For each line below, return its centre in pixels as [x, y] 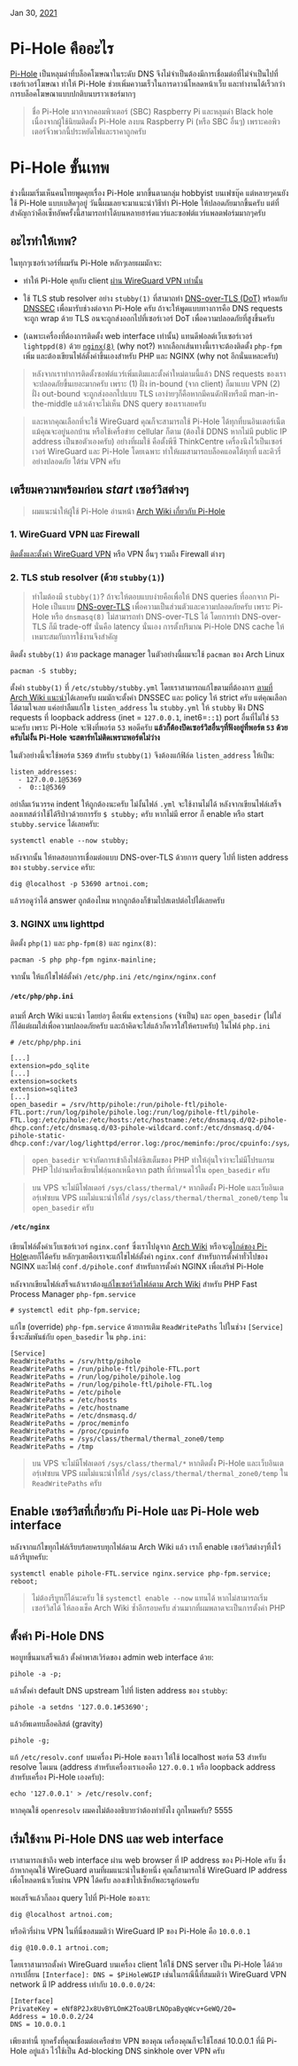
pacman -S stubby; [44, 672]
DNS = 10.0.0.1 [38, 2025]
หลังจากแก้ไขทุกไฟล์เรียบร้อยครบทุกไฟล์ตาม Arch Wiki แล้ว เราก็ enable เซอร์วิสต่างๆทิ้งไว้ [145, 1546]
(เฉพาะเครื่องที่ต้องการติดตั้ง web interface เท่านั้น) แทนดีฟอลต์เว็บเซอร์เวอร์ [138, 335]
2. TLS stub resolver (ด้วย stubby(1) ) [88, 577]
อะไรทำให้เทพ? [44, 242]
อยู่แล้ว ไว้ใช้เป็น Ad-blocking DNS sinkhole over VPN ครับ [126, 2051]
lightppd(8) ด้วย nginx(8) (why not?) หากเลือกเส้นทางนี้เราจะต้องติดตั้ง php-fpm [152, 346]
